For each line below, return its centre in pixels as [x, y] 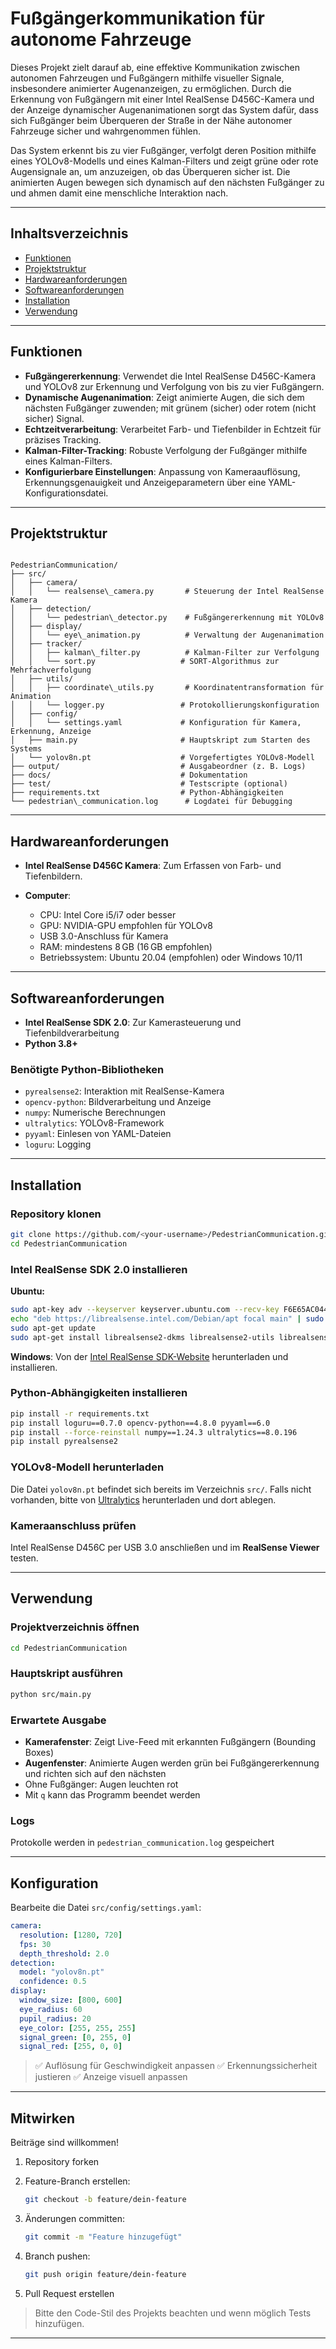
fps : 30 [35, 1944]
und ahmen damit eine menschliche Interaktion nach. [119, 193]
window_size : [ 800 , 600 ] [71, 2000]
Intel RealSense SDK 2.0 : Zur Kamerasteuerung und [133, 1022]
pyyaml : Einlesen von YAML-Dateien [98, 1134]
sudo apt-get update [53, 1328]
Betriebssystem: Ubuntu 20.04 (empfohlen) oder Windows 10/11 [171, 958]
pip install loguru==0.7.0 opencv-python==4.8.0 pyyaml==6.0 [140, 1423]
